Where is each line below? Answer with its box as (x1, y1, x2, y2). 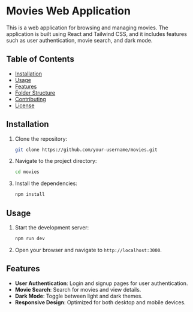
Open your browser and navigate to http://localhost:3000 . (14, 246, 162, 253)
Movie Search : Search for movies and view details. (14, 286, 141, 293)
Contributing (14, 95, 46, 102)
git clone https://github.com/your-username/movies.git (14, 147, 158, 153)
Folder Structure (14, 89, 56, 96)
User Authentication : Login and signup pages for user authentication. (14, 280, 188, 287)
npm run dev (14, 235, 45, 241)
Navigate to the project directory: (14, 157, 97, 165)
